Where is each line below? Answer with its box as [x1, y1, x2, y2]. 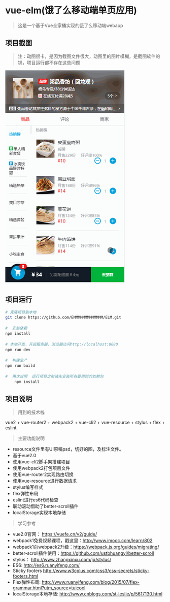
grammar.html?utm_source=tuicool [12, 585, 86, 591]
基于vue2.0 [12, 452, 37, 458]
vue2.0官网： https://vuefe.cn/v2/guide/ [12, 531, 97, 537]
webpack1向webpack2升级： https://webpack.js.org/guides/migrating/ [12, 544, 159, 550]
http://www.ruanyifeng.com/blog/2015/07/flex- [41, 579, 140, 585]
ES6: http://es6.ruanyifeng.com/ [12, 562, 80, 568]
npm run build [5, 363, 36, 368]
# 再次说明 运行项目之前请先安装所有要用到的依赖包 [5, 374, 104, 379]
